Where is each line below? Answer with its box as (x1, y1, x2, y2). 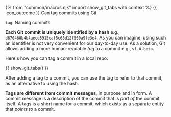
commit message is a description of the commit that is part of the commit (5, 96, 160, 101)
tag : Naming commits (5, 20, 51, 25)
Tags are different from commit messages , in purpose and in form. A (5, 90, 152, 96)
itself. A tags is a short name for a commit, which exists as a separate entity (5, 101, 164, 107)
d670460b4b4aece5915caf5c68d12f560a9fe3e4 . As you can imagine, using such (5, 35, 166, 41)
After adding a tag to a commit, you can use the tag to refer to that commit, (5, 75, 163, 81)
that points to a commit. (5, 106, 55, 112)
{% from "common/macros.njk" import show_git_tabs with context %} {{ (5, 5, 157, 10)
